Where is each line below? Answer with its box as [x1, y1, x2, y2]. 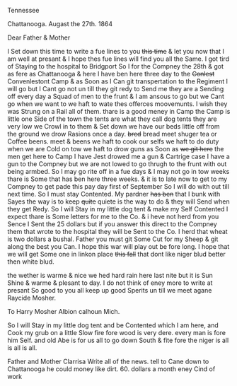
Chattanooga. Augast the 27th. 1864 [7, 20, 113, 28]
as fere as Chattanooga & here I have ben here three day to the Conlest [7, 70, 215, 78]
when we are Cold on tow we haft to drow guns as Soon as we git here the [7, 145, 224, 153]
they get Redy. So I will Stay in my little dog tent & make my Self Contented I [7, 205, 229, 213]
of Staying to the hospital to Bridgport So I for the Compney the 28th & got [7, 62, 224, 70]
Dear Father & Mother [7, 33, 71, 42]
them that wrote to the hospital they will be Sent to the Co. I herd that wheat [7, 228, 228, 235]
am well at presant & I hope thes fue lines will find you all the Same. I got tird [7, 54, 230, 63]
